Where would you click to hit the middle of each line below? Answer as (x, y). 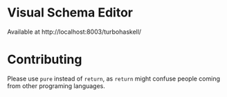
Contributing (45, 60)
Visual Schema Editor (70, 13)
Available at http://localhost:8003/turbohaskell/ (74, 32)
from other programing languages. (56, 86)
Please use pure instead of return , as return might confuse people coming (113, 78)
